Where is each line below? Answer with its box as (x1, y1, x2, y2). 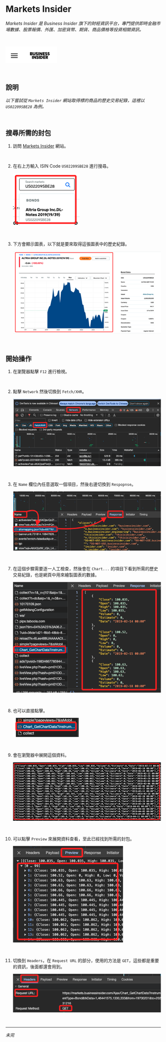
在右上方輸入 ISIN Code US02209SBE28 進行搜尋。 (12, 163, 111, 169)
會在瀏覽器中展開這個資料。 (12, 752, 69, 758)
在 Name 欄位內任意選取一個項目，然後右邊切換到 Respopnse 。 (12, 482, 136, 487)
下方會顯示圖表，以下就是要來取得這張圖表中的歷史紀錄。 (12, 241, 130, 247)
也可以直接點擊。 (12, 707, 48, 713)
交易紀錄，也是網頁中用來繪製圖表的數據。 (12, 572, 100, 578)
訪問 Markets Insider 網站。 (12, 143, 68, 149)
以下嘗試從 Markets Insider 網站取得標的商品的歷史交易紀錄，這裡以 (5, 97, 145, 103)
